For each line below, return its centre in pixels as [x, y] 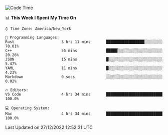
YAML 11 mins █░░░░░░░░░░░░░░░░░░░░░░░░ [84, 68]
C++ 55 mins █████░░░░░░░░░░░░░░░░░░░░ [84, 50]
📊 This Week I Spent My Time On [41, 18]
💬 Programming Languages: [32, 37]
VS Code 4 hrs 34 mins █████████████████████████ [84, 94]
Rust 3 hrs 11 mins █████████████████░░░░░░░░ [84, 42]
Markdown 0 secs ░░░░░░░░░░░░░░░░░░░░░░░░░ [84, 77]
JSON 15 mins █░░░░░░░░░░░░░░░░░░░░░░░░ [84, 59]
